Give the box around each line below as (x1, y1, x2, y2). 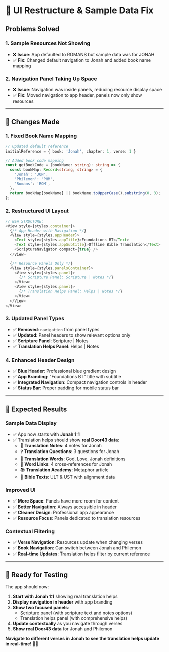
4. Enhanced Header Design (5, 356, 75, 363)
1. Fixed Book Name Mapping (5, 132, 77, 139)
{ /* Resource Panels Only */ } (10, 261, 73, 266)
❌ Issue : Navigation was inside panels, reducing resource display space (12, 87, 162, 93)
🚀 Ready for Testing (5, 570, 68, 579)
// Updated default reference (5, 144, 69, 149)
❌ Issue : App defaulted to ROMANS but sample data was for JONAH (12, 51, 155, 57)
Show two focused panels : (12, 605, 69, 611)
